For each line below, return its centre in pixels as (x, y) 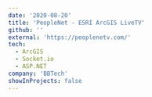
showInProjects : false (45, 81)
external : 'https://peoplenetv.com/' (70, 37)
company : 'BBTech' (38, 74)
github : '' (26, 30)
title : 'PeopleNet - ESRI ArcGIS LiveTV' (77, 23)
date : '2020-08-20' (40, 15)
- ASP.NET (31, 66)
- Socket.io (35, 59)
